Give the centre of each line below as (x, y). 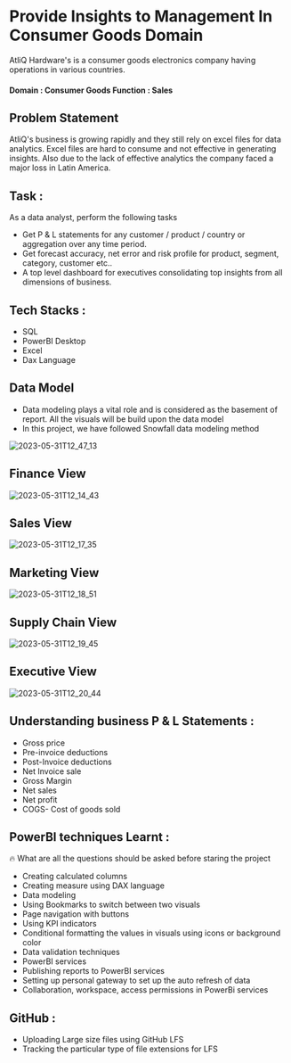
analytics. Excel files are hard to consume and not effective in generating (143, 149)
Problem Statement (64, 118)
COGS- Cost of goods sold (71, 809)
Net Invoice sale (52, 771)
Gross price (43, 743)
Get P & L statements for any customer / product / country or (133, 235)
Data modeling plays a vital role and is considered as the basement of (150, 409)
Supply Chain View (63, 622)
